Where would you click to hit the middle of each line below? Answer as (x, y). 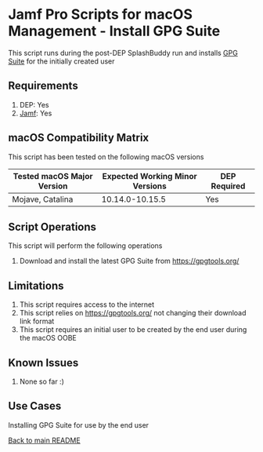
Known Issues (43, 363)
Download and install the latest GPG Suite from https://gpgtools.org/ (129, 261)
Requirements (43, 86)
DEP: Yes (34, 104)
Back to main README (44, 440)
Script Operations (52, 226)
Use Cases (35, 406)
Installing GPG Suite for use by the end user (79, 425)
